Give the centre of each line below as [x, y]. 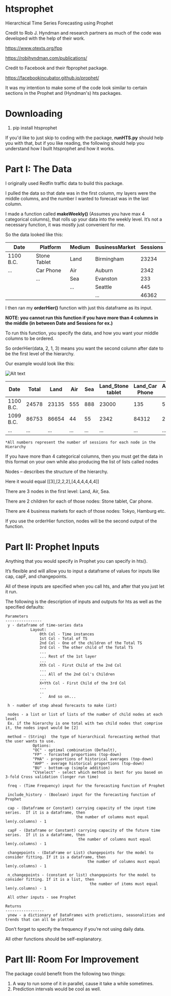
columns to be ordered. [30, 338]
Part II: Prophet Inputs [52, 547]
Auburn [104, 270]
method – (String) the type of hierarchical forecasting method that [84, 737]
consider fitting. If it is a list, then [50, 879]
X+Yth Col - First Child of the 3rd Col [83, 683]
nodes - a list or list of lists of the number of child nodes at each [85, 714]
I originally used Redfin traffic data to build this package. [64, 183]
